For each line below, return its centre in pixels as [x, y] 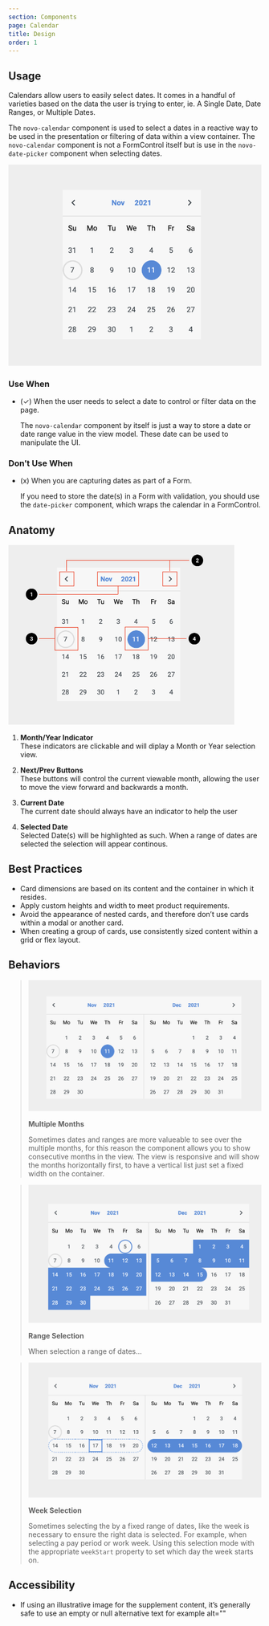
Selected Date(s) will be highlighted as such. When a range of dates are [139, 835]
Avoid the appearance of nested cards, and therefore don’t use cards [134, 914]
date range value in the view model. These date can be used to [124, 434]
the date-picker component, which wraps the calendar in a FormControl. [140, 505]
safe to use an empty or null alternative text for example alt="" [123, 1613]
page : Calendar [34, 25]
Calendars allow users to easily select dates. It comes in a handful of [122, 96]
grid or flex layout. [50, 939]
